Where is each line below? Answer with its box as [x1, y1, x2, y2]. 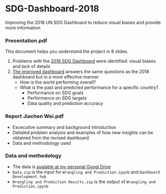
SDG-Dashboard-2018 [5, 3, 100, 14]
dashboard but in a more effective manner [12, 74, 99, 80]
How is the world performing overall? [19, 79, 96, 85]
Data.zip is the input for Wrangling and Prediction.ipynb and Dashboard [12, 169, 160, 175]
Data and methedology [5, 152, 62, 159]
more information [5, 24, 41, 30]
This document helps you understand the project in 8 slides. [5, 48, 129, 55]
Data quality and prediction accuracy [27, 100, 103, 106]
